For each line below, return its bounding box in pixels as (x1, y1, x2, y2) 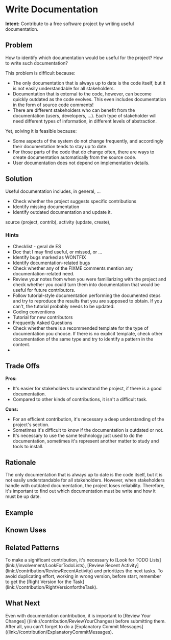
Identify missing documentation (12, 204, 80, 210)
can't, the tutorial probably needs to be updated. (12, 303, 115, 309)
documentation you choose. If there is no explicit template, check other (12, 330, 163, 336)
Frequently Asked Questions (12, 319, 72, 326)
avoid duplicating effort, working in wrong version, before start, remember (5, 573, 162, 579)
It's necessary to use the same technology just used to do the (12, 432, 143, 438)
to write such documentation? (5, 60, 68, 66)
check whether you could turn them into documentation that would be (12, 281, 160, 288)
